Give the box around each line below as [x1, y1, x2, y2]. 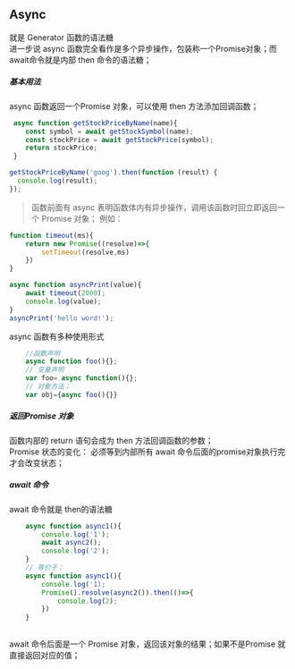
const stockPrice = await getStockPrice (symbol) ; [25, 135, 215, 144]
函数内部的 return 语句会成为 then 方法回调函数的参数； [9, 435, 214, 445]
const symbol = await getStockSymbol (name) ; [25, 127, 194, 136]
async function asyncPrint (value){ [9, 281, 142, 290]
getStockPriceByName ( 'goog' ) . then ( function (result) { [9, 168, 218, 177]
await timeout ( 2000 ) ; [25, 289, 105, 298]
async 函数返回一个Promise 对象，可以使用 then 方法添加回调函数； [9, 100, 259, 111]
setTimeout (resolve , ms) [41, 248, 130, 257]
